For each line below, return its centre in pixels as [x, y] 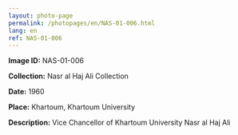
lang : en [23, 30]
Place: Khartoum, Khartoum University [72, 107]
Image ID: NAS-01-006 [46, 61]
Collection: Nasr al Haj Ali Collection [69, 76]
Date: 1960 [27, 92]
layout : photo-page [41, 16]
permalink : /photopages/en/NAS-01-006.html [82, 23]
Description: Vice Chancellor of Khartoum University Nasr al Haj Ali [119, 123]
